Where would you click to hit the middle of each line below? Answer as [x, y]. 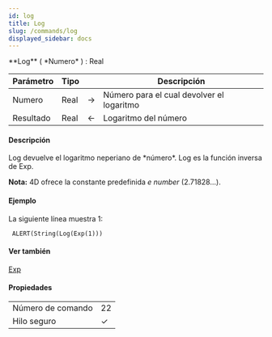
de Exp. [21, 166]
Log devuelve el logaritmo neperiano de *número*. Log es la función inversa [136, 158]
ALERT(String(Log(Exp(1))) [57, 234]
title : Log [27, 23]
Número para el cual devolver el [164, 95]
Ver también [30, 251]
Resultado [32, 118]
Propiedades [30, 288]
